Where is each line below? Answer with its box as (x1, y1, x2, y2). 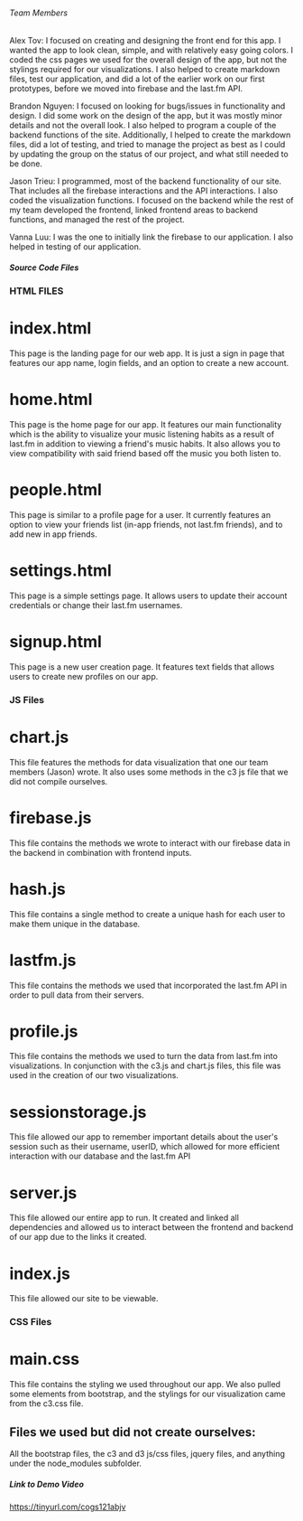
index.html (9, 318, 92, 339)
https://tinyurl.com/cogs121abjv (9, 1501, 126, 1512)
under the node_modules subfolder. (9, 1458, 142, 1469)
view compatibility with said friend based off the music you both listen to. (9, 448, 281, 459)
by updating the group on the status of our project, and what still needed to (9, 149, 289, 160)
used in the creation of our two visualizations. (9, 1070, 179, 1081)
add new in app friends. (9, 529, 97, 540)
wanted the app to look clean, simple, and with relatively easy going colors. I (9, 45, 293, 56)
